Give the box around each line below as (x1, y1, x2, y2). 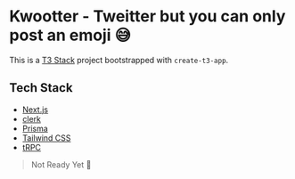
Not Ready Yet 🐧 (30, 159, 92, 170)
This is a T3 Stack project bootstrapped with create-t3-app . (9, 54, 229, 65)
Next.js (21, 104, 49, 115)
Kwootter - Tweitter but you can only (9, 6, 286, 27)
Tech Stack (9, 80, 73, 95)
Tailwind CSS (21, 132, 71, 143)
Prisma (21, 123, 49, 134)
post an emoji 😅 (9, 25, 132, 45)
